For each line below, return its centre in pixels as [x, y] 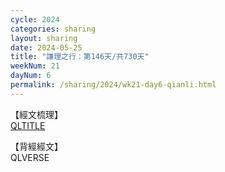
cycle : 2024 [35, 19]
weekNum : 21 [35, 66]
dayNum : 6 [31, 76]
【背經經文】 [36, 146]
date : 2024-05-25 [46, 47]
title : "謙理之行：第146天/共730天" [80, 57]
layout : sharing [44, 38]
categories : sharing [53, 29]
